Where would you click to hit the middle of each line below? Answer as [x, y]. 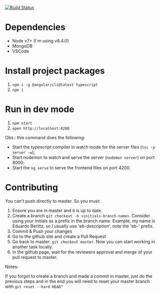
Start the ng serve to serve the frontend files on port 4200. [71, 168]
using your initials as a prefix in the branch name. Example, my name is [84, 221]
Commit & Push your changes [42, 231]
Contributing [32, 188]
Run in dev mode [40, 109]
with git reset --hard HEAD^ [34, 286]
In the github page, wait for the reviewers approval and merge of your [82, 252]
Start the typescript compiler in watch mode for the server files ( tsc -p [84, 147]
